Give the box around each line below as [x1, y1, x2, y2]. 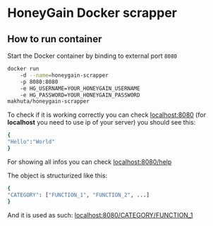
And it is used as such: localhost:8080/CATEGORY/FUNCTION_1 [7, 211, 193, 219]
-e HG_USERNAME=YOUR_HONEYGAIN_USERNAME [20, 84, 140, 92]
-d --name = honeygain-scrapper [20, 72, 109, 79]
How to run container [7, 33, 102, 45]
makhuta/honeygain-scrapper [7, 98, 90, 105]
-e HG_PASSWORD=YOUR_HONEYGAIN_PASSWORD [20, 92, 140, 99]
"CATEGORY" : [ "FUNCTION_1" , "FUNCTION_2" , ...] [7, 192, 150, 199]
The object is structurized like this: [7, 171, 108, 180]
